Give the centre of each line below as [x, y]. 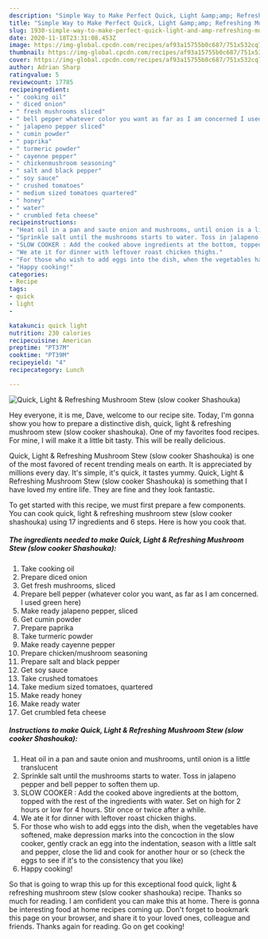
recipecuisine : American [50, 340]
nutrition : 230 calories [50, 333]
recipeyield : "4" [38, 363]
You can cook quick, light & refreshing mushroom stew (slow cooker [121, 513]
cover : [20, 60]
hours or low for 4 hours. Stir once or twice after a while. [113, 809]
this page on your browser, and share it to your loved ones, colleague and [130, 918]
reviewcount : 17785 [41, 82]
